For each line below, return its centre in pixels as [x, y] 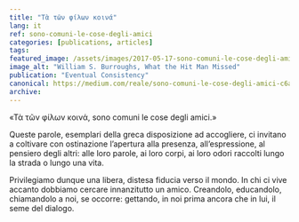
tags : [19, 51]
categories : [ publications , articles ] [81, 42]
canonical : [29, 83]
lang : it [25, 26]
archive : [25, 91]
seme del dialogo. [42, 208]
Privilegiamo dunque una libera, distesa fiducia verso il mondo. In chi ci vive [148, 179]
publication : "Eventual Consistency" [79, 75]
